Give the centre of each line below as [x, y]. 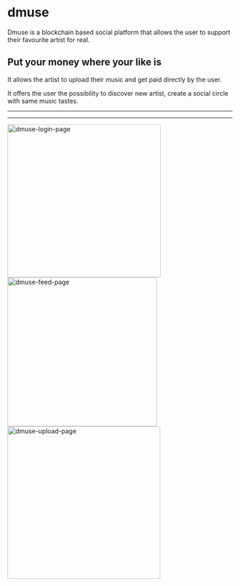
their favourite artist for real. [49, 39]
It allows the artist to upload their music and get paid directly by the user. [115, 79]
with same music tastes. [43, 101]
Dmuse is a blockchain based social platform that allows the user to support [119, 32]
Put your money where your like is [85, 62]
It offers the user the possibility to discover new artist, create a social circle [118, 93]
